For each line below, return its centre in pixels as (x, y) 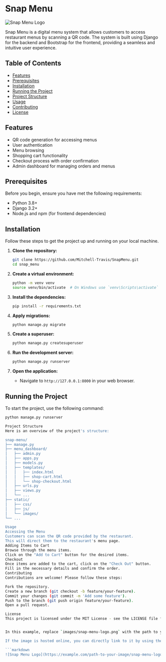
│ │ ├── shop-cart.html (34, 477)
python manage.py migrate (39, 325)
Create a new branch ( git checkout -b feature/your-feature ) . (70, 591)
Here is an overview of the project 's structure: (57, 431)
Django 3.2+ (25, 208)
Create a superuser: (33, 334)
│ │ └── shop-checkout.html (38, 481)
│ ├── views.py (23, 491)
